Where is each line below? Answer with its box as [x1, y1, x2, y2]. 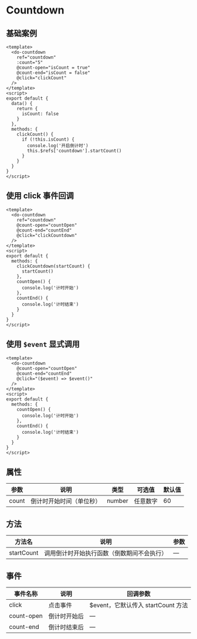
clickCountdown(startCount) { [16, 263, 91, 269]
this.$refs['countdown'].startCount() [27, 148, 122, 154]
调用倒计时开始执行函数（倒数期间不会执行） [43, 549, 168, 558]
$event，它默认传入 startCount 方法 [89, 601, 188, 610]
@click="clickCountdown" [16, 232, 77, 238]
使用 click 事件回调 [6, 191, 74, 201]
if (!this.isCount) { [21, 137, 75, 142]
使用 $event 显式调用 [6, 339, 80, 349]
